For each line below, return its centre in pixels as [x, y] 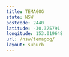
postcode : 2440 [25, 23]
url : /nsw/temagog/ [31, 39]
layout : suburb [25, 45]
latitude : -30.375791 [33, 28]
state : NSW [20, 17]
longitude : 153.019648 [34, 34]
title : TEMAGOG [25, 12]
